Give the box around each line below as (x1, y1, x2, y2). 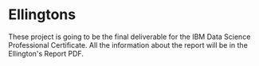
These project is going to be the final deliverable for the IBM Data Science (8, 32, 251, 41)
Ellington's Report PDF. (8, 49, 84, 58)
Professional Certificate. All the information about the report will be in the (8, 40, 249, 49)
